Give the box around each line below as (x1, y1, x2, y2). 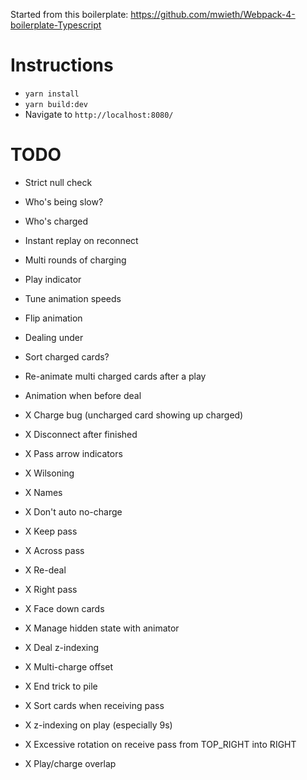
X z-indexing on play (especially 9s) (24, 719, 173, 731)
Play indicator (24, 273, 82, 285)
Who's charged (24, 215, 89, 227)
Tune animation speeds (24, 292, 122, 304)
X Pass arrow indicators (24, 447, 123, 459)
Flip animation (24, 312, 83, 324)
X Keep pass (24, 525, 78, 537)
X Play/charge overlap (24, 757, 117, 769)
